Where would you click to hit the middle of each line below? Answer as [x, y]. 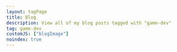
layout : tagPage [27, 12]
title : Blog [21, 17]
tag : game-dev [24, 28]
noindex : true [24, 39]
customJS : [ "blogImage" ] [37, 34]
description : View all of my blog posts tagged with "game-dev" [89, 23]
